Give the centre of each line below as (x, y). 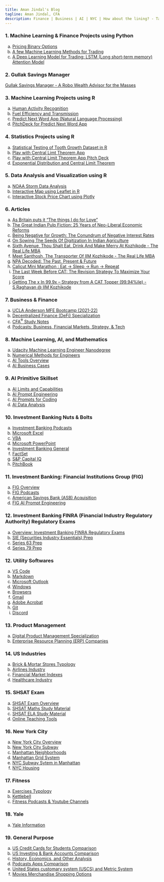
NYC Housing (26, 768)
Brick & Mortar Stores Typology (44, 664)
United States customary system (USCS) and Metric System (72, 869)
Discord (20, 613)
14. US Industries (26, 654)
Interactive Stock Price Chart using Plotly (53, 196)
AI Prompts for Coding (34, 399)
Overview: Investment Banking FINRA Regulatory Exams (69, 532)
